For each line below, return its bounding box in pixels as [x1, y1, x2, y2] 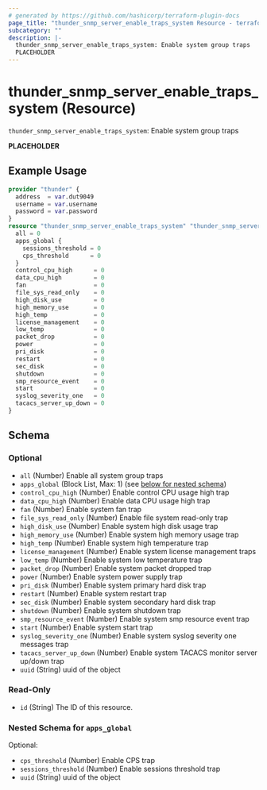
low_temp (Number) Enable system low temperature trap [19, 555, 203, 565]
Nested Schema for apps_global [8, 722, 133, 733]
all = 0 [15, 229, 41, 237]
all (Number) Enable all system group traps [19, 470, 164, 480]
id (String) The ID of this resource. [19, 702, 133, 711]
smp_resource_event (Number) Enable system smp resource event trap [19, 614, 250, 623]
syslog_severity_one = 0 [15, 392, 105, 400]
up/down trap [19, 656, 65, 665]
